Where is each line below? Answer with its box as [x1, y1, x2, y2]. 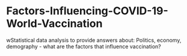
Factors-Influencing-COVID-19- [6, 4, 168, 18]
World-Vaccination [6, 17, 103, 30]
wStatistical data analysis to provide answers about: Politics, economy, [6, 36, 182, 43]
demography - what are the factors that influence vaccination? [6, 43, 161, 50]
